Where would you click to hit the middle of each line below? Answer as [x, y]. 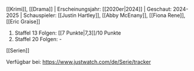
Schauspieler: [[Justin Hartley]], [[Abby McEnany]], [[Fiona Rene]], [104, 15]
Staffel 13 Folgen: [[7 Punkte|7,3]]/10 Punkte [68, 33]
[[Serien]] [18, 50]
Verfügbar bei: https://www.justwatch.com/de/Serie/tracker [79, 62]
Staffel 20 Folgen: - [38, 39]
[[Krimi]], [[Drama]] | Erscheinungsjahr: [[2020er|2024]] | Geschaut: [89, 9]
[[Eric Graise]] [23, 21]
